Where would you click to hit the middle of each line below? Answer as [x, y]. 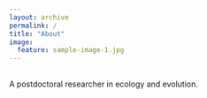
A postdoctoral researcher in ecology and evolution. [104, 84]
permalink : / [33, 26]
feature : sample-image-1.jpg [71, 50]
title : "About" [37, 34]
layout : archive [39, 17]
